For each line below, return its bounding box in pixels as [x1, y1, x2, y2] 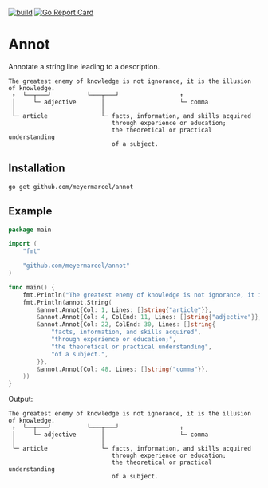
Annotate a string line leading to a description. [8, 61, 160, 71]
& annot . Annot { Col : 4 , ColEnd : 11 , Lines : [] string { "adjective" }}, [37, 313, 262, 321]
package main [8, 226, 52, 234]
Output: [8, 395, 33, 404]
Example [8, 204, 53, 218]
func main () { [8, 283, 56, 291]
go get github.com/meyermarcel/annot [8, 183, 134, 191]
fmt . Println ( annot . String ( [22, 298, 112, 306]
